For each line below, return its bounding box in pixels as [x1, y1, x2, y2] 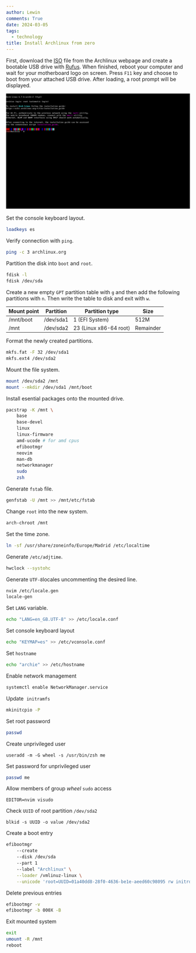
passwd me [6, 775, 30, 781]
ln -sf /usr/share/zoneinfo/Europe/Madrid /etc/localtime [6, 543, 150, 548]
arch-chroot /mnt [6, 520, 48, 526]
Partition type [84, 308, 119, 315]
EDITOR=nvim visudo [6, 797, 54, 803]
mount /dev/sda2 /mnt [6, 378, 59, 384]
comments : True [6, 15, 43, 22]
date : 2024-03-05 [6, 22, 48, 27]
